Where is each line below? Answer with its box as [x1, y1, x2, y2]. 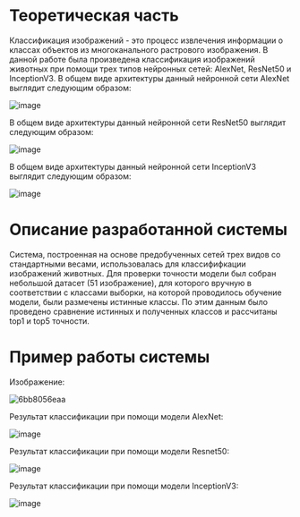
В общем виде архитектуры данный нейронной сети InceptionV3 [9, 161, 257, 172]
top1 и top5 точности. [9, 315, 90, 326]
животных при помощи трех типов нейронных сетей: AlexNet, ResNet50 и [9, 64, 292, 74]
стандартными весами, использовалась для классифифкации [9, 258, 246, 269]
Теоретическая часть [9, 5, 179, 26]
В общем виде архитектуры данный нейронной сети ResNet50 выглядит [9, 117, 287, 128]
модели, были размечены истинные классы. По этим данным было [9, 296, 269, 307]
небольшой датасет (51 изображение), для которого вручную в [9, 277, 253, 288]
